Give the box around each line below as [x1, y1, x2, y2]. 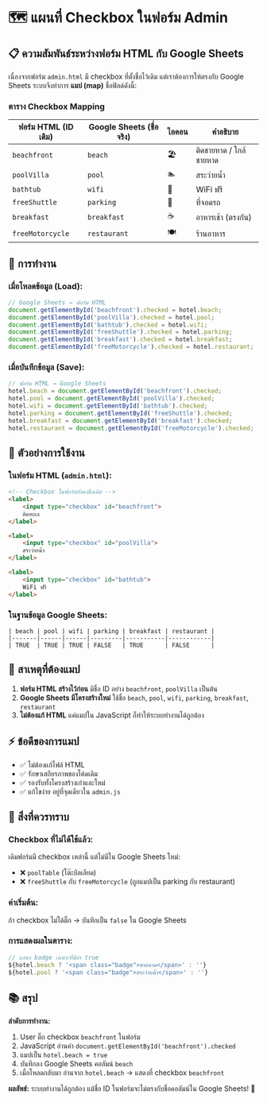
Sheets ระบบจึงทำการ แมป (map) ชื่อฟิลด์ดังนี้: [8, 81, 137, 90]
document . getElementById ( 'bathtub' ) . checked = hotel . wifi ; [8, 321, 208, 329]
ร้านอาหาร [195, 228, 226, 239]
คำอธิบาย [211, 126, 239, 137]
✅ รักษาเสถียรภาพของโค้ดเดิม [19, 768, 98, 778]
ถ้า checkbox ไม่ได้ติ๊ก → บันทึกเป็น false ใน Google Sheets [8, 915, 187, 925]
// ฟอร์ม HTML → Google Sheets [8, 380, 106, 388]
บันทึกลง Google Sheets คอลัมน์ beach [19, 1059, 133, 1069]
